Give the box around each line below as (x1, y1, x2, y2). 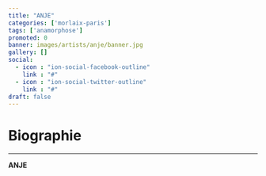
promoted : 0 (8, 33, 47, 42)
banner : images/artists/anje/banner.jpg (8, 41, 144, 49)
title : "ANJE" (8, 11, 55, 20)
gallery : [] (8, 48, 47, 56)
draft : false (8, 93, 51, 101)
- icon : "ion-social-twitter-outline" (15, 78, 147, 86)
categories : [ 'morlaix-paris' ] (8, 19, 112, 27)
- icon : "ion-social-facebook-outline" (15, 63, 150, 71)
